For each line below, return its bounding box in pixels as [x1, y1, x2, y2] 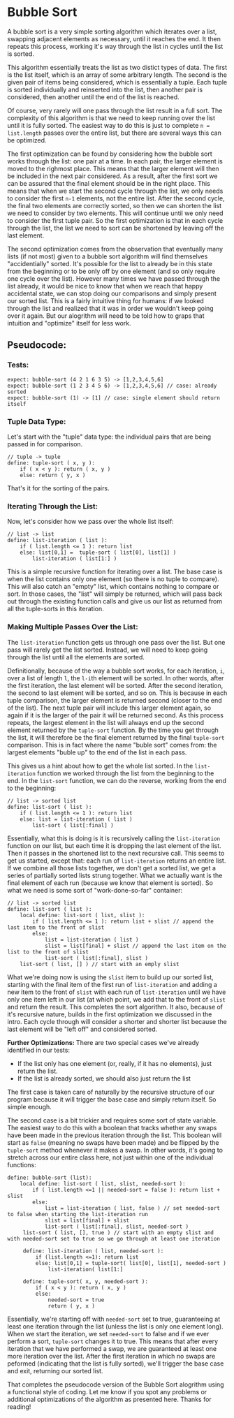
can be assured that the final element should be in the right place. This [7, 179, 211, 187]
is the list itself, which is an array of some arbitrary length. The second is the [7, 71, 227, 79]
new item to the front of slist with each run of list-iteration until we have [7, 988, 226, 996]
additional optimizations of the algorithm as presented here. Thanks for [7, 1395, 212, 1403]
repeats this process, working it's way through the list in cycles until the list [7, 42, 224, 50]
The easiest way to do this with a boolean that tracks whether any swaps [7, 1123, 217, 1132]
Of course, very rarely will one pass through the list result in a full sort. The [7, 106, 223, 115]
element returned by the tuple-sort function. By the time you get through [7, 726, 219, 734]
